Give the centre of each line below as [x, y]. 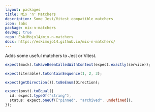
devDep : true [18, 32]
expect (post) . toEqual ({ [30, 91]
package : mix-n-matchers [31, 28]
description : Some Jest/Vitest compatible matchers [59, 19]
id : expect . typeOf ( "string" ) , [40, 96]
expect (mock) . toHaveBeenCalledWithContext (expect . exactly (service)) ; [78, 64]
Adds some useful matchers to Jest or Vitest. [51, 56]
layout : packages [23, 10]
